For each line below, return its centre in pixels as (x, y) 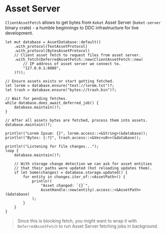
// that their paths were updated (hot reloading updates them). (83, 168)
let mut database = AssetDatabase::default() (53, 42)
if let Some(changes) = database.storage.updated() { (71, 172)
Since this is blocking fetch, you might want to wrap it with (77, 221)
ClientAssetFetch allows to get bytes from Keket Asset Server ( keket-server (83, 22)
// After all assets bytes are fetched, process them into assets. (77, 120)
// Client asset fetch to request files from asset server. (78, 55)
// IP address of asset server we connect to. (72, 64)
